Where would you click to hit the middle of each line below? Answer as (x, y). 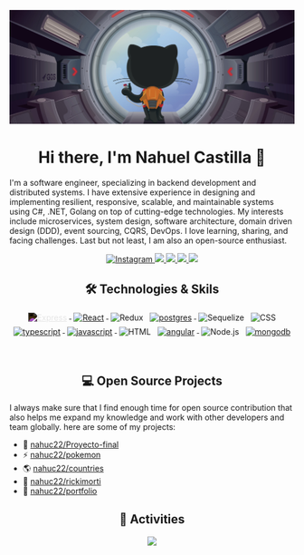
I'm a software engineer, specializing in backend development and (133, 183)
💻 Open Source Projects (152, 381)
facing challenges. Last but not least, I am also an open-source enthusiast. (148, 240)
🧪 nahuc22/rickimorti (62, 481)
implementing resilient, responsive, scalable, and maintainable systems (142, 202)
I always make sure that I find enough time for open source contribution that (151, 407)
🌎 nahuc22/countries (63, 468)
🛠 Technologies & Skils (152, 289)
